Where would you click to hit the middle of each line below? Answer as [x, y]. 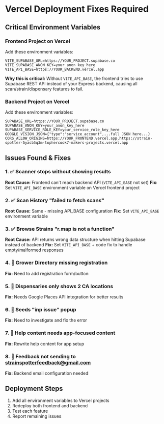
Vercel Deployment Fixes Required [77, 9]
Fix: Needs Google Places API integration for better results [64, 297]
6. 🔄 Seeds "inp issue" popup [41, 309]
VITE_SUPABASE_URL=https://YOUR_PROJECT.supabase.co [60, 61]
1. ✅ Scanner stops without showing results [58, 172]
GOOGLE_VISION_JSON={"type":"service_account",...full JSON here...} [78, 134]
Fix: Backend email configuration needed [47, 373]
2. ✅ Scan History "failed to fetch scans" [55, 200]
